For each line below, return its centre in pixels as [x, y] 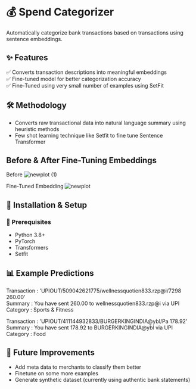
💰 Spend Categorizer [60, 12]
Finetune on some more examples [56, 373]
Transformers [32, 248]
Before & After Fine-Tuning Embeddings [81, 160]
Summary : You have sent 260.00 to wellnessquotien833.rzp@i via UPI [93, 303]
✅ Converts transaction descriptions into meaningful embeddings [86, 72]
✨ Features [27, 58]
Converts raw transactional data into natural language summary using [100, 123]
